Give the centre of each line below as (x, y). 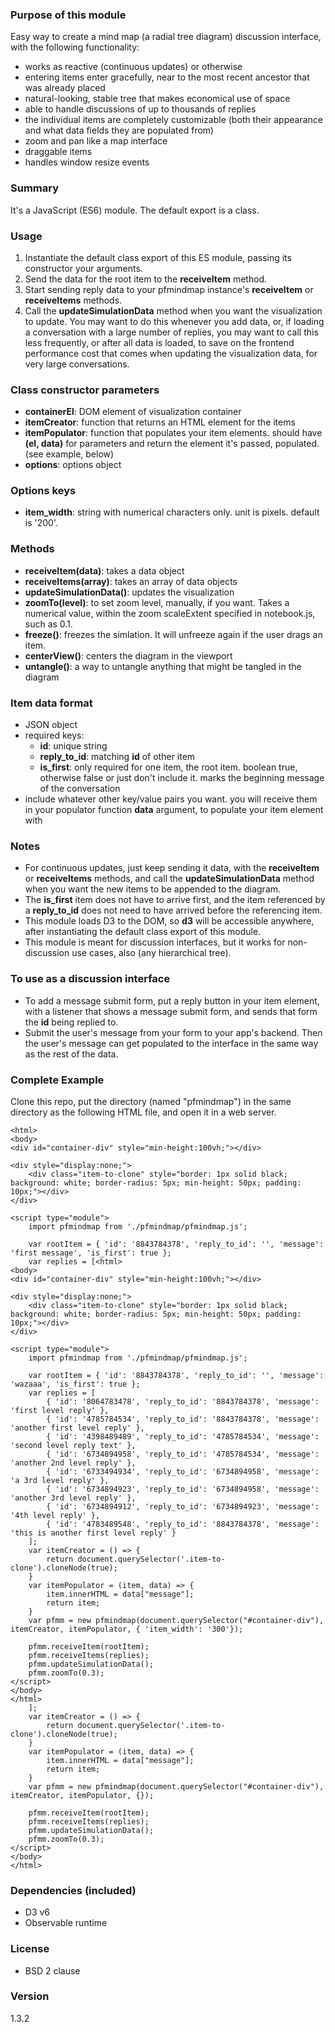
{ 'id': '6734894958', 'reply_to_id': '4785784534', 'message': (183, 1454)
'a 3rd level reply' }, (60, 1480)
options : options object (73, 465)
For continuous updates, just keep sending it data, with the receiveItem (172, 868)
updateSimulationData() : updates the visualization (129, 592)
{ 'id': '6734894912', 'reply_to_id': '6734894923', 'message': (183, 1506)
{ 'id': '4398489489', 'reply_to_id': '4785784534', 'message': (183, 1436)
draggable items (58, 152)
